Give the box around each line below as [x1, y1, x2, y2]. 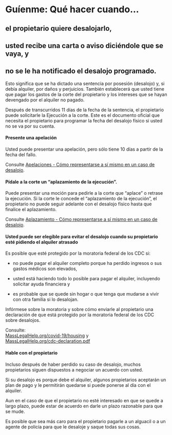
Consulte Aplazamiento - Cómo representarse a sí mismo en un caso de [5, 216, 158, 222]
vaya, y [5, 49, 29, 58]
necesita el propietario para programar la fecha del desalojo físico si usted [5, 117, 163, 123]
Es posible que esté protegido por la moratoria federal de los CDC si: [5, 250, 150, 257]
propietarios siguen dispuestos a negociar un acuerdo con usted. [5, 366, 143, 372]
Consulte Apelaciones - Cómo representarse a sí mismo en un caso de [5, 161, 155, 168]
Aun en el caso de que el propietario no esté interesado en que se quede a [5, 397, 163, 403]
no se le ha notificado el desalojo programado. [5, 67, 157, 75]
